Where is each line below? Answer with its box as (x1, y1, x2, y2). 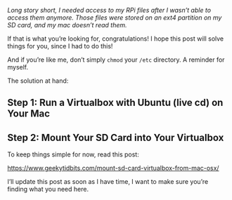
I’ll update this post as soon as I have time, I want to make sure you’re (7, 178, 209, 186)
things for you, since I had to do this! (7, 42, 113, 50)
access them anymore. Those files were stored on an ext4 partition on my (7, 13, 222, 22)
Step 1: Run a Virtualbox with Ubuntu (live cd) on (7, 97, 224, 109)
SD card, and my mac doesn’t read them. (7, 21, 128, 29)
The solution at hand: (7, 76, 69, 85)
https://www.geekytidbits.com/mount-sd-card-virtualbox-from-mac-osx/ (7, 164, 219, 173)
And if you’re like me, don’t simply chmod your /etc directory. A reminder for (7, 55, 225, 64)
